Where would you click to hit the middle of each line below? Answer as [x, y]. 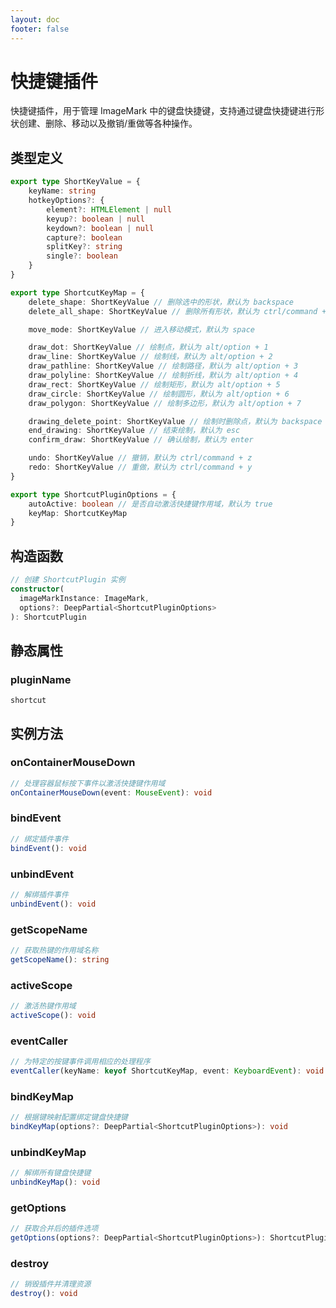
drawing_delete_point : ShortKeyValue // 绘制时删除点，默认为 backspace [175, 421]
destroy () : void [44, 1294]
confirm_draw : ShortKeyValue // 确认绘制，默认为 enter [141, 440]
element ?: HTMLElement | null [109, 209]
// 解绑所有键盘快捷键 [51, 1173]
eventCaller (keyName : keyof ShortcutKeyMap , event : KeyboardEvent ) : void [167, 1071]
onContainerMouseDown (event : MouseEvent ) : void [111, 792]
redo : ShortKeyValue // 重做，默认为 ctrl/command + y [140, 467]
